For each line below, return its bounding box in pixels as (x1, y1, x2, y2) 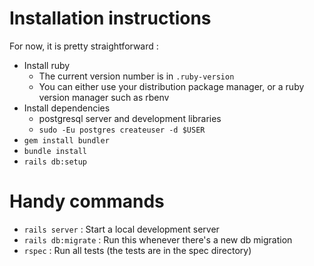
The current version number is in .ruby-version (38, 70, 235, 82)
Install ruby (23, 59, 71, 71)
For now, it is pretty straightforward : (9, 40, 159, 52)
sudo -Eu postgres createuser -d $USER (38, 125, 206, 135)
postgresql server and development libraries (38, 112, 222, 124)
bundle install (23, 146, 88, 156)
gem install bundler (23, 135, 110, 146)
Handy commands (9, 190, 165, 213)
